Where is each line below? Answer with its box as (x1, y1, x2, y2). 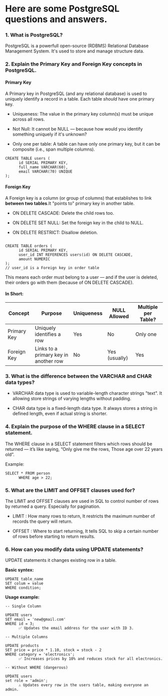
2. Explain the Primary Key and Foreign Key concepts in (5, 61, 142, 68)
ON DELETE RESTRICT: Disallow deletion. (12, 229, 98, 235)
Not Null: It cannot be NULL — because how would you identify (12, 126, 143, 132)
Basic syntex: (5, 567, 34, 573)
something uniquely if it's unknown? (12, 131, 87, 137)
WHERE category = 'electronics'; (5, 652, 75, 657)
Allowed (109, 313, 129, 320)
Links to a (34, 345, 57, 352)
